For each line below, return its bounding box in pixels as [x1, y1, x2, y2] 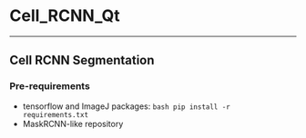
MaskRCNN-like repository [22, 118, 124, 129]
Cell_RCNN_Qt [9, 5, 120, 26]
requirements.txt [22, 110, 89, 119]
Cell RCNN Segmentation [9, 53, 155, 68]
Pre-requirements [9, 80, 91, 93]
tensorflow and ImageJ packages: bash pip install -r [22, 101, 230, 112]
